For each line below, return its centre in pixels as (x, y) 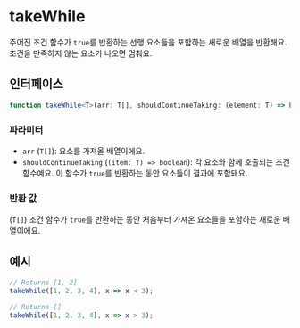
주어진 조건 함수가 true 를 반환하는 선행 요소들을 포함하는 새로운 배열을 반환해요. (148, 42)
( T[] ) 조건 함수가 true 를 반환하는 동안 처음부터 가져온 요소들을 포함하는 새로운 (145, 219)
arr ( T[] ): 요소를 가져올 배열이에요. (83, 151)
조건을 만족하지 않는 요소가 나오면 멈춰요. (81, 53)
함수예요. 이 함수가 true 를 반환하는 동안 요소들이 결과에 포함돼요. (135, 173)
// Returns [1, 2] (43, 283)
